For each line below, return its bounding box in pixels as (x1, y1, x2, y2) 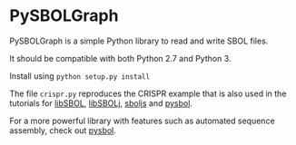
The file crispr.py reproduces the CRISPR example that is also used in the (9, 88, 287, 99)
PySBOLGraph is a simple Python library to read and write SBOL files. (9, 35, 269, 46)
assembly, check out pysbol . (9, 124, 116, 136)
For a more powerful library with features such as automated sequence (9, 115, 275, 126)
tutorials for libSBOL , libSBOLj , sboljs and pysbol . (9, 97, 193, 109)
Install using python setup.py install (9, 70, 151, 82)
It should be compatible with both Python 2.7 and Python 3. (9, 53, 232, 63)
